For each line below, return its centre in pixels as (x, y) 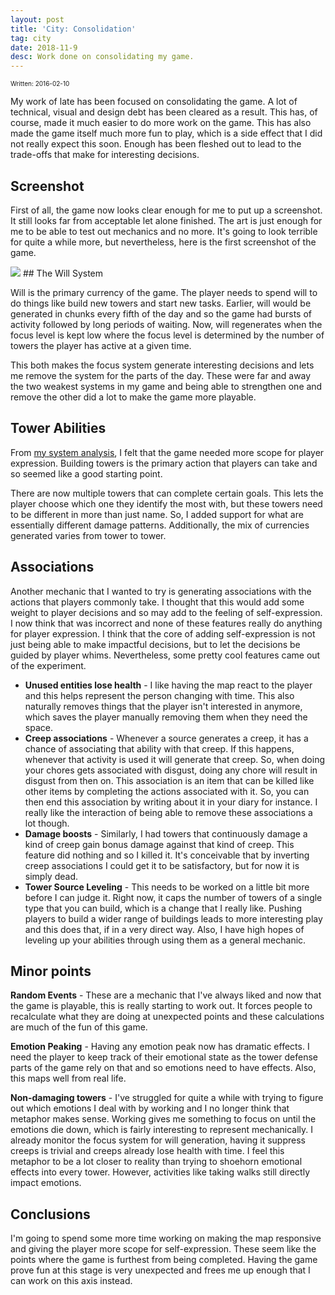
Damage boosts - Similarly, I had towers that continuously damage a (166, 833)
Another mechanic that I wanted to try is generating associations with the (161, 591)
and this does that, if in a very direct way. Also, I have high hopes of (164, 929)
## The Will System (63, 273)
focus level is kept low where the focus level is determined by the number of (167, 335)
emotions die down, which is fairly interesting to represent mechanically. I (162, 1130)
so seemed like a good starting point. (86, 473)
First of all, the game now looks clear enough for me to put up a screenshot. (166, 210)
